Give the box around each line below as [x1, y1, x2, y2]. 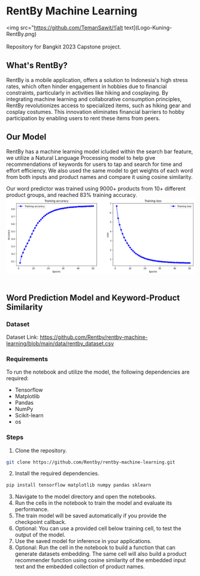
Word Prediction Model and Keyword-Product [6, 292, 180, 303]
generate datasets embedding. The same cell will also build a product [14, 550, 187, 557]
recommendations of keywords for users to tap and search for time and [6, 160, 183, 168]
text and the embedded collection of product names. [14, 563, 145, 570]
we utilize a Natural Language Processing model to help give [6, 154, 156, 161]
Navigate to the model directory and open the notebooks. [14, 493, 157, 501]
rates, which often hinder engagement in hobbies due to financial [6, 83, 167, 90]
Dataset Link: [6, 334, 39, 341]
